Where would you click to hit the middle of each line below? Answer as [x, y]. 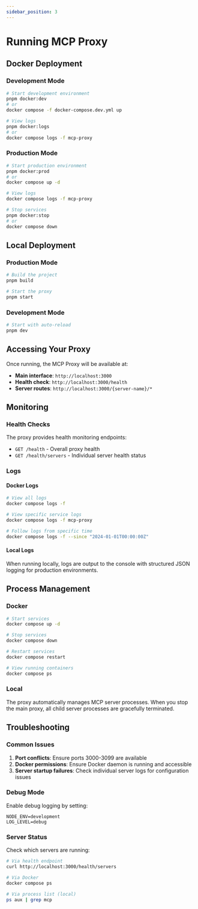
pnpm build [20, 281]
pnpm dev [17, 330]
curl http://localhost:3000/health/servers [61, 867]
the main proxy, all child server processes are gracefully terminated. [90, 709]
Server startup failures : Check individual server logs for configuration [102, 771]
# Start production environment [46, 166]
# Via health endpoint [34, 861]
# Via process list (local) [41, 894]
